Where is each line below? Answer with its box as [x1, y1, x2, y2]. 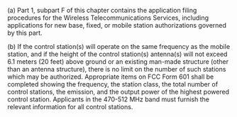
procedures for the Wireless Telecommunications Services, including [7, 13, 209, 22]
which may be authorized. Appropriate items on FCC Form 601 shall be [7, 72, 214, 81]
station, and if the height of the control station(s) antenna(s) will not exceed [7, 50, 228, 58]
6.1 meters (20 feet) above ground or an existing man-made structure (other [7, 57, 229, 66]
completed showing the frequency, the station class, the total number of [7, 80, 219, 88]
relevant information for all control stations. [7, 103, 133, 111]
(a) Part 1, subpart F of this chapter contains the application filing [7, 6, 197, 14]
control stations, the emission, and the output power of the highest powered [7, 88, 229, 96]
